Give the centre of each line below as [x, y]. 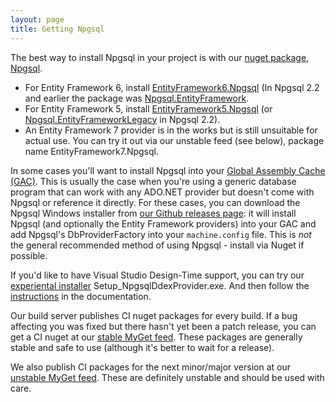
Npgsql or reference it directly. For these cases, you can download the [155, 202]
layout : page [37, 19]
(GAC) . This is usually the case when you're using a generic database [153, 181]
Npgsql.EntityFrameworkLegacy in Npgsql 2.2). [122, 119]
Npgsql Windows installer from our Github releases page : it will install [153, 213]
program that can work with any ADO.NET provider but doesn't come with [162, 192]
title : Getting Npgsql [57, 29]
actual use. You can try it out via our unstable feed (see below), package [174, 140]
